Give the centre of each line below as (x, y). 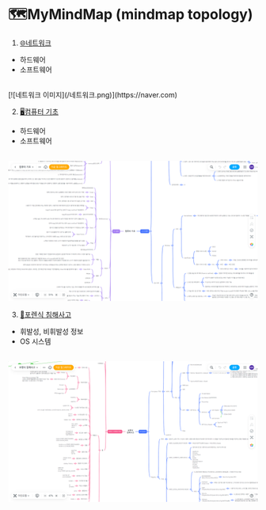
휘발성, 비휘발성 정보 (51, 332)
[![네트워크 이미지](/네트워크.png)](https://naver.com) (93, 94)
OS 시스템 (35, 341)
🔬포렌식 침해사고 (46, 315)
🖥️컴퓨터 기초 (39, 112)
